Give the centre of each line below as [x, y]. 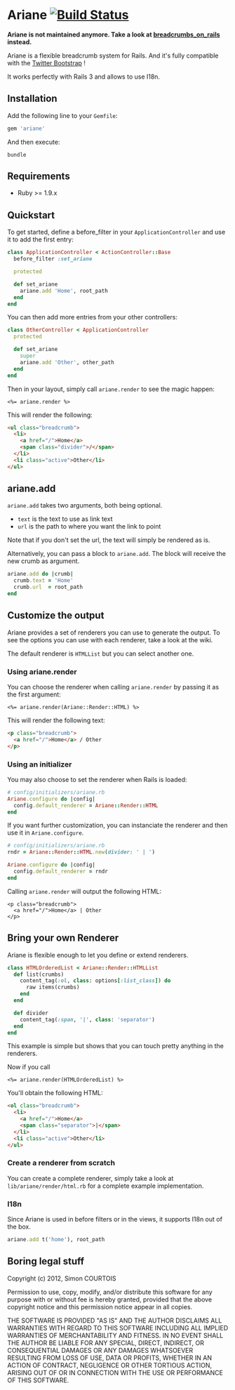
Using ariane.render [42, 672]
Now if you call [29, 1067]
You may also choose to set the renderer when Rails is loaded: [97, 779]
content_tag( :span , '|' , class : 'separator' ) [88, 1019]
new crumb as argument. [43, 561]
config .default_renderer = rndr [61, 872]
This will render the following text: [56, 720]
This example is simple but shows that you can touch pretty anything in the [116, 1046]
